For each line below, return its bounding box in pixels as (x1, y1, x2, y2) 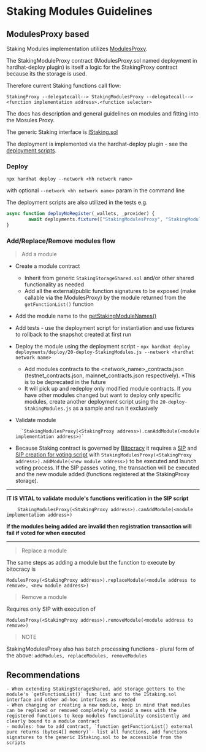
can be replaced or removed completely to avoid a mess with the (6, 708, 177, 714)
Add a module (21, 251, 57, 258)
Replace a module (21, 547, 67, 554)
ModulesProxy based (6, 29, 90, 39)
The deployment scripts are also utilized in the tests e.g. (6, 198, 148, 206)
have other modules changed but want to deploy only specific (24, 391, 181, 399)
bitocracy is (6, 565, 36, 573)
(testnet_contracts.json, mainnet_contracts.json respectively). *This (24, 372, 196, 379)
